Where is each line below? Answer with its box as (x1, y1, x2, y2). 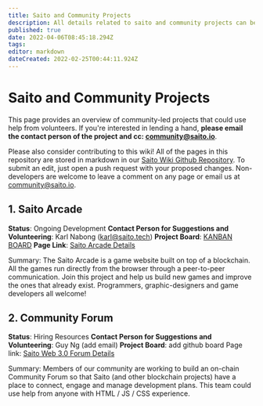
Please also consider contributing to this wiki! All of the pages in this (8, 147, 229, 156)
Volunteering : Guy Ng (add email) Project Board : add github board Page (8, 340, 243, 350)
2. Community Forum (8, 311, 113, 325)
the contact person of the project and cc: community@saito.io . (8, 131, 218, 141)
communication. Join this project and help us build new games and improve (8, 272, 252, 281)
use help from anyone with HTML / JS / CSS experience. (8, 389, 190, 398)
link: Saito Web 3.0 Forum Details (8, 349, 115, 358)
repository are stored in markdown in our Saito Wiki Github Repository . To (8, 154, 245, 165)
